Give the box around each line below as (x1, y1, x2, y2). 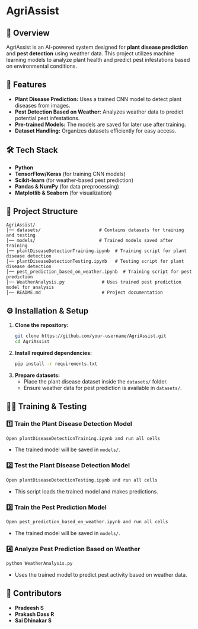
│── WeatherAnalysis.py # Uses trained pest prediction (6, 279, 182, 285)
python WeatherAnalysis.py (6, 561, 73, 567)
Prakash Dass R (14, 611, 55, 618)
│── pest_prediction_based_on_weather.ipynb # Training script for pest (6, 269, 193, 275)
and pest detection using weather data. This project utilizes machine (6, 50, 175, 57)
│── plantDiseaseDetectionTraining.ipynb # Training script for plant (6, 248, 187, 254)
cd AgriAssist (14, 339, 50, 345)
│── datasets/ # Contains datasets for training (6, 227, 184, 233)
